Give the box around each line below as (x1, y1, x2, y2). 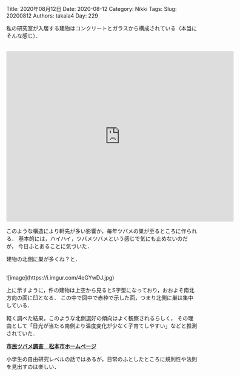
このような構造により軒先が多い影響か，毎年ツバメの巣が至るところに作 (6, 227, 187, 235)
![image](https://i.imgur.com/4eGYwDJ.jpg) (6, 274, 115, 281)
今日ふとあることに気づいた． (18, 243, 93, 250)
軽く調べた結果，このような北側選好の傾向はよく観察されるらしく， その (6, 315, 188, 321)
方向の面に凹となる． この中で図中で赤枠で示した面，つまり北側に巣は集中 (6, 294, 194, 301)
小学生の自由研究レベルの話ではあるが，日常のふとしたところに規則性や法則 (6, 355, 198, 363)
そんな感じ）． (6, 32, 41, 39)
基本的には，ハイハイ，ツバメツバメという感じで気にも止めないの (18, 235, 183, 242)
